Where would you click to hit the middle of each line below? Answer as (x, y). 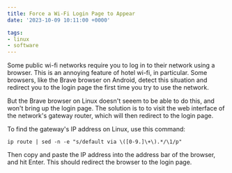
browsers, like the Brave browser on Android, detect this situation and (107, 80)
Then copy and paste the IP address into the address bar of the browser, (111, 155)
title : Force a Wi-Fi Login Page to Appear (71, 14)
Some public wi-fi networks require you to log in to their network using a (111, 65)
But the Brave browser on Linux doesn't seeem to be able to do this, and (111, 101)
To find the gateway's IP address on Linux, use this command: (96, 129)
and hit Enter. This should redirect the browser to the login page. (100, 162)
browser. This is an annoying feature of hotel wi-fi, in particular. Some (107, 73)
